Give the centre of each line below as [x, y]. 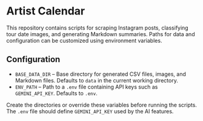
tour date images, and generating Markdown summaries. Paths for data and [101, 34]
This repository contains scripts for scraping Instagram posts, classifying [98, 28]
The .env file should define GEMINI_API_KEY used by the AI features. [90, 111]
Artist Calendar [46, 11]
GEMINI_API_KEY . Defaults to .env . [56, 93]
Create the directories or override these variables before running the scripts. [101, 105]
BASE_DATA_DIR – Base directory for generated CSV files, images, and [100, 74]
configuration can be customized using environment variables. [84, 40]
